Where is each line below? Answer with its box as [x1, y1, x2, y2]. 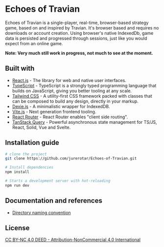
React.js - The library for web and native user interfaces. [12, 77, 126, 83]
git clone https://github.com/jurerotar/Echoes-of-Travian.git [5, 156, 137, 161]
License [5, 224, 30, 232]
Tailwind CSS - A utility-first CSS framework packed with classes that [12, 93, 152, 99]
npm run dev [5, 183, 29, 188]
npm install [5, 169, 29, 175]
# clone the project [5, 151, 47, 157]
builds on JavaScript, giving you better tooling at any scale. [12, 87, 132, 94]
